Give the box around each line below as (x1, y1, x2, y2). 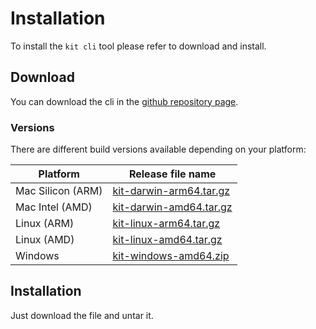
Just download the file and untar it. (10, 309, 154, 321)
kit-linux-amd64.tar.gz (112, 233, 223, 247)
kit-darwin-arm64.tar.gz (112, 184, 231, 198)
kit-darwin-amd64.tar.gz (112, 200, 233, 214)
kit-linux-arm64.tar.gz (112, 217, 221, 231)
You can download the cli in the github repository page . (10, 95, 239, 107)
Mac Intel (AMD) (15, 200, 93, 214)
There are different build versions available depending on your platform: (10, 143, 307, 156)
